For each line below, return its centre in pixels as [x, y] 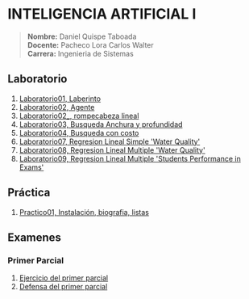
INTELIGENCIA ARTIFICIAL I [102, 14]
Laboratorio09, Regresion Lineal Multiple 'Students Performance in [130, 158]
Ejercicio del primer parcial [64, 278]
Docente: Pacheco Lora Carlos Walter [90, 44]
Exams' [31, 167]
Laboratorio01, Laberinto [60, 99]
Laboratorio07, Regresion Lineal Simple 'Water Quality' [110, 141]
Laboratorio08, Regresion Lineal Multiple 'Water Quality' [112, 149]
